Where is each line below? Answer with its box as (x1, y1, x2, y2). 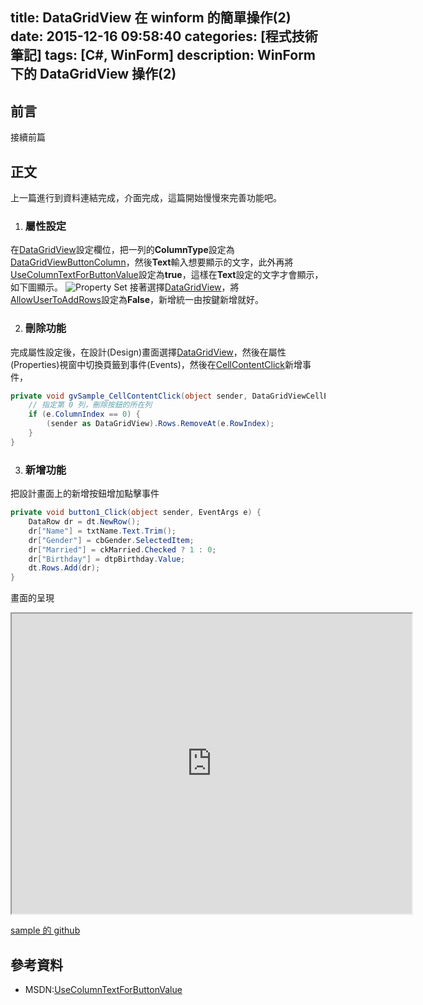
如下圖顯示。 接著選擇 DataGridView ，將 (10, 281, 240, 293)
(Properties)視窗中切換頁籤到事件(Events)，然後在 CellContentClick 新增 (10, 358, 303, 370)
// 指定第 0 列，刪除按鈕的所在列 (28, 400, 153, 410)
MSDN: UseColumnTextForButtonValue (24, 983, 183, 995)
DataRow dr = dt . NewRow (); (28, 517, 141, 527)
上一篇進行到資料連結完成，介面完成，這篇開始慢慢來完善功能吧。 (10, 192, 282, 204)
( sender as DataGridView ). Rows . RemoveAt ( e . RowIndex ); (46, 419, 275, 429)
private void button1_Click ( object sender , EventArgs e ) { (10, 508, 262, 518)
